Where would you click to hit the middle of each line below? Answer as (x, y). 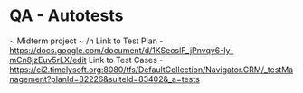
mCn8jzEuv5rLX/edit (48, 60)
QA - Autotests (66, 16)
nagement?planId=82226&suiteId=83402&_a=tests (105, 79)
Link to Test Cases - (126, 60)
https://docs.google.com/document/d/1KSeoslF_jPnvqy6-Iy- (122, 50)
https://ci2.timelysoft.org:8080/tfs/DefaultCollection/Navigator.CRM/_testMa (151, 70)
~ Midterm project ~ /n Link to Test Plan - (86, 41)
